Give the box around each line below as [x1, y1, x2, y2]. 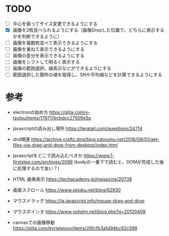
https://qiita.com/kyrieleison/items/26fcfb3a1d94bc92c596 [12, 225, 138, 231]
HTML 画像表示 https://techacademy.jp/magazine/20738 [12, 176, 132, 182]
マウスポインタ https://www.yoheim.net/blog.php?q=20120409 [12, 208, 146, 215]
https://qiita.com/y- [49, 109, 90, 115]
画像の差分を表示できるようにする [12, 53, 85, 59]
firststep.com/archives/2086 [12, 159, 73, 165]
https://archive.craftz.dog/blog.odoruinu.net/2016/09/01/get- [31, 136, 160, 143]
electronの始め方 [12, 109, 49, 115]
